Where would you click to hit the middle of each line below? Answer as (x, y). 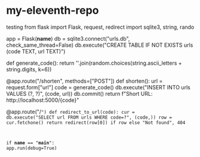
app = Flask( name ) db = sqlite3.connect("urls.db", (68, 38)
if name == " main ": (30, 143)
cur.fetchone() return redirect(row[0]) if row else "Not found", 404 (96, 123)
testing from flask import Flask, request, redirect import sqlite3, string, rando (100, 27)
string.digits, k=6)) (29, 69)
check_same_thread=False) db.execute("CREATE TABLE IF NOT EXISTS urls (100, 45)
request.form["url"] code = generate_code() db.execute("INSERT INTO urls (99, 87)
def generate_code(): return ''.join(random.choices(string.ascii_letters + (94, 63)
